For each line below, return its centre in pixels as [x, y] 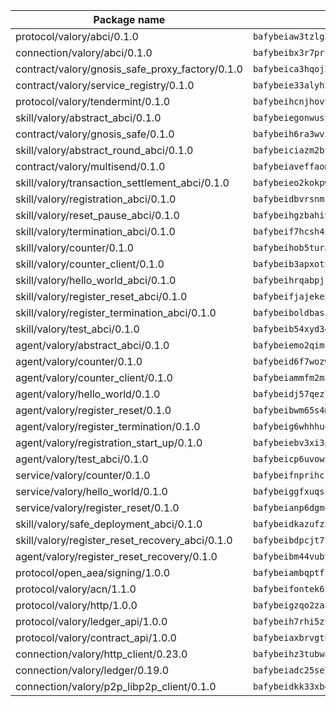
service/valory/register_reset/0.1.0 [97, 507]
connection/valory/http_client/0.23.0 [101, 654]
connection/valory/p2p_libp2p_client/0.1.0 [116, 686]
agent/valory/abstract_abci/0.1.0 [92, 345]
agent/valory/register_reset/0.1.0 [93, 410]
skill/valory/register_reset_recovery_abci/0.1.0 [124, 540]
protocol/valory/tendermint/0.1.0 [93, 101]
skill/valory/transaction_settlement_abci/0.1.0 [122, 182]
